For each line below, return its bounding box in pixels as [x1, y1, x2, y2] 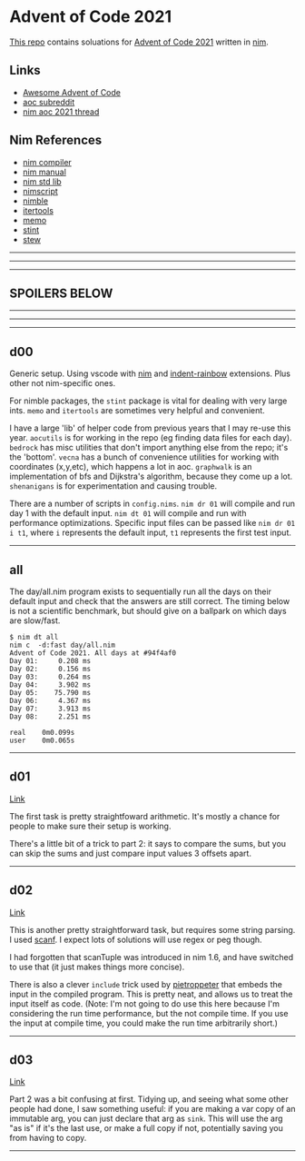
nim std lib [22, 175, 62, 187]
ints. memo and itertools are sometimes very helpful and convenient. [9, 405, 265, 416]
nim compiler [22, 156, 73, 167]
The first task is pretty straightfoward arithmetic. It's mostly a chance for [9, 810, 280, 821]
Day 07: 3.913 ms [9, 704, 92, 713]
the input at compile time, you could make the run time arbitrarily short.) [9, 1017, 279, 1028]
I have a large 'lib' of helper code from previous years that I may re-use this [9, 422, 291, 433]
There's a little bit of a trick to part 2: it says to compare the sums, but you [9, 838, 287, 848]
